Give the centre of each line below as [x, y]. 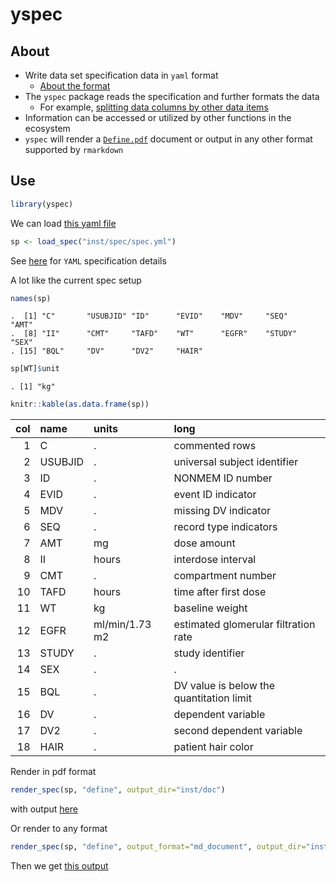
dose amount [204, 543]
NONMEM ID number [223, 478]
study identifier [209, 653]
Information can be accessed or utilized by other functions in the [158, 117]
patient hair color [213, 747]
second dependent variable [238, 731]
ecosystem [47, 128]
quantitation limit [212, 698]
